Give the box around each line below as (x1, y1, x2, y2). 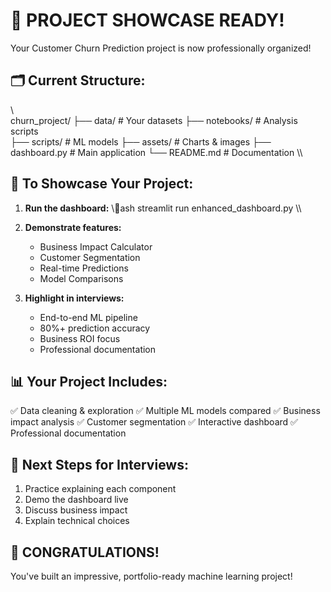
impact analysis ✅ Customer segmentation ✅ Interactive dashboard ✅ (10, 416, 298, 428)
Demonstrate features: (24, 221, 122, 233)
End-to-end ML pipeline (39, 311, 138, 323)
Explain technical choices (24, 515, 130, 527)
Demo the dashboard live (24, 494, 129, 506)
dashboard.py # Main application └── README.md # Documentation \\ (10, 146, 303, 158)
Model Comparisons (39, 272, 124, 284)
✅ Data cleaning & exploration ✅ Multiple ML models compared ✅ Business (10, 405, 321, 417)
